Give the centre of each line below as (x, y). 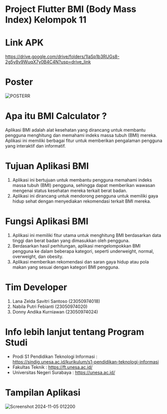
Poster (19, 82)
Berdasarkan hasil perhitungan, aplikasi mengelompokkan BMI (76, 245)
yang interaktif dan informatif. (36, 146)
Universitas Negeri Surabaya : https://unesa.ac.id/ (64, 372)
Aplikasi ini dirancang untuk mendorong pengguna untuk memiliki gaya (85, 195)
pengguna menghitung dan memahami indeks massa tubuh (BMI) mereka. (81, 135)
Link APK (24, 43)
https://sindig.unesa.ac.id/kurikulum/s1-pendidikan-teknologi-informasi (85, 361)
